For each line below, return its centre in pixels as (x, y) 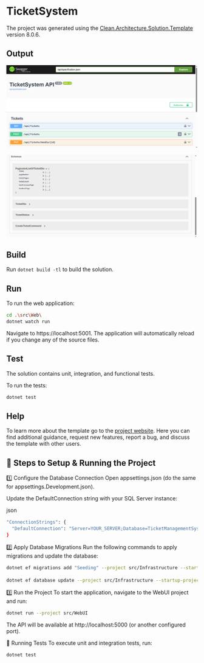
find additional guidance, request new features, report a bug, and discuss (98, 437)
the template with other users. (44, 444)
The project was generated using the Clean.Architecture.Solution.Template (100, 28)
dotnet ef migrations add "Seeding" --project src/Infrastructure (92, 567)
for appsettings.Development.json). (50, 486)
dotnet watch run (28, 321)
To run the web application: (40, 303)
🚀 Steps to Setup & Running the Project (81, 463)
